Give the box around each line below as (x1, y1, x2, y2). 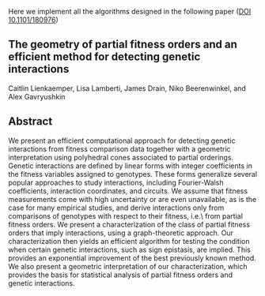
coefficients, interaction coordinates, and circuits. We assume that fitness (8, 185, 248, 196)
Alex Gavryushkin (8, 92, 66, 101)
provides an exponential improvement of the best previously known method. (8, 253, 257, 263)
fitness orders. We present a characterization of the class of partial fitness (8, 219, 251, 229)
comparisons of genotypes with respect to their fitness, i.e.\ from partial (8, 211, 244, 220)
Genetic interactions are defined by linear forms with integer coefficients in (8, 161, 253, 170)
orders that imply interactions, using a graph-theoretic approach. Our (8, 228, 234, 238)
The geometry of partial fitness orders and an (8, 38, 237, 51)
